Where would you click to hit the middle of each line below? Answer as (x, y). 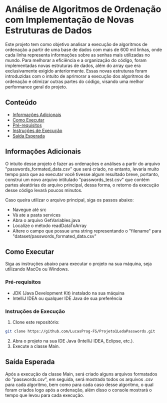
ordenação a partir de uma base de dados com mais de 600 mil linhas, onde (84, 49)
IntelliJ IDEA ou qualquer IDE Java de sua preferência (67, 298)
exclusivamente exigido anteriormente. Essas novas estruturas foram (76, 70)
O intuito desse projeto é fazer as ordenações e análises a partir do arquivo (83, 163)
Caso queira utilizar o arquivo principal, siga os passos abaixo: (69, 200)
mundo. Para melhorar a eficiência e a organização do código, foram (76, 60)
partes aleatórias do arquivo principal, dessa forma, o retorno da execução (82, 185)
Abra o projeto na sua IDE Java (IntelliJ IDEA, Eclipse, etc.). (73, 340)
